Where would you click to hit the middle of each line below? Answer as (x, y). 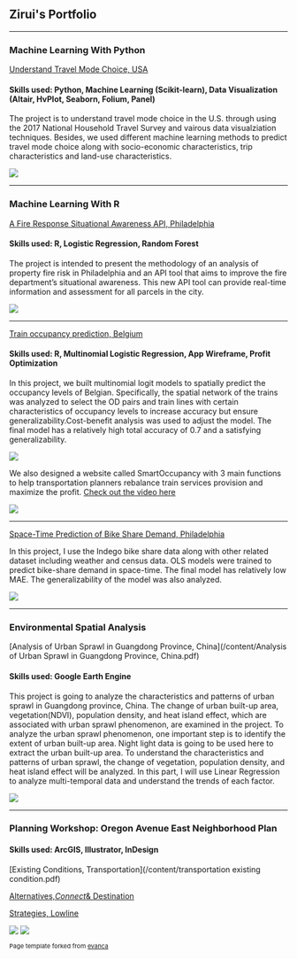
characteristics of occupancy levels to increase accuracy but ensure (134, 412)
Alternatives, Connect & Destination (72, 896)
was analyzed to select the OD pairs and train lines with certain (124, 402)
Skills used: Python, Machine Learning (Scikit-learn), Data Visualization (144, 89)
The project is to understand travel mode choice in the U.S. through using (143, 119)
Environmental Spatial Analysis (78, 627)
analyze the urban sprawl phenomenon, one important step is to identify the (147, 733)
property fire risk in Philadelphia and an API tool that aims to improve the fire (148, 273)
